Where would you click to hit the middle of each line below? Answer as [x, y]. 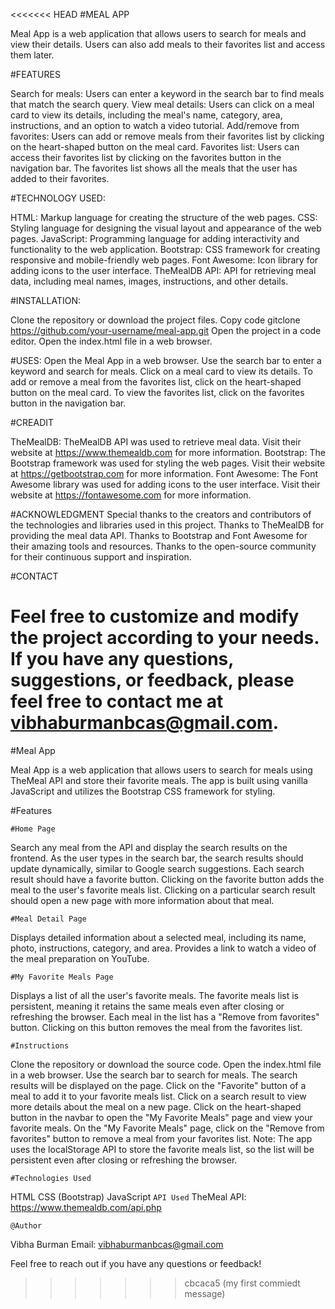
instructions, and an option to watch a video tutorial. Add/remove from [155, 125]
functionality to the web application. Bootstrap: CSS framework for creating [165, 249]
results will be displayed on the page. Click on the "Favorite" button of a [158, 1085]
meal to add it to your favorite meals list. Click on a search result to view [158, 1096]
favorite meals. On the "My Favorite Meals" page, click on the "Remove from [167, 1128]
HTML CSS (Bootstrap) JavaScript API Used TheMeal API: [128, 1196]
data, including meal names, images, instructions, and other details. [149, 281]
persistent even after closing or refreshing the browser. [124, 1160]
